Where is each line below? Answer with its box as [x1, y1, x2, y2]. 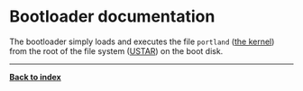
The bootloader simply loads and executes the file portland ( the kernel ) [9, 36, 275, 47]
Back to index [9, 71, 61, 82]
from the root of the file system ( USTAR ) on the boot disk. [9, 45, 224, 56]
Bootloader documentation [9, 6, 216, 27]
